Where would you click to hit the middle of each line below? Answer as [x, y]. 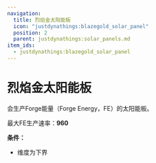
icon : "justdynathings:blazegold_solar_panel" [81, 26]
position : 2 [31, 33]
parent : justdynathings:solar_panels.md [72, 39]
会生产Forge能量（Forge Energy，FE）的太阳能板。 [80, 108]
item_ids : [21, 45]
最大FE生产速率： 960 [38, 123]
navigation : [24, 13]
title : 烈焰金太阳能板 [42, 20]
